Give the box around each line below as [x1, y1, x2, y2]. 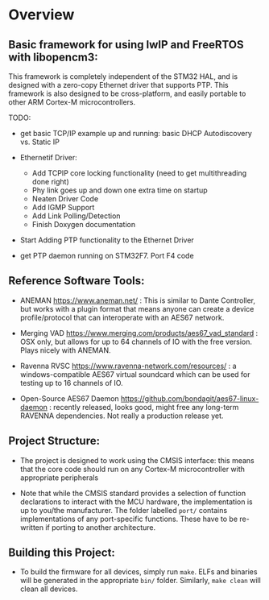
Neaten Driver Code [31, 194, 99, 203]
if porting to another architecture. [45, 522, 155, 532]
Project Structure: [8, 434, 101, 448]
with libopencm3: [8, 50, 98, 64]
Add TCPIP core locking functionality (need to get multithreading [31, 168, 247, 178]
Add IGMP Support [31, 203, 95, 212]
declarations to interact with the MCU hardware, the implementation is [19, 497, 253, 507]
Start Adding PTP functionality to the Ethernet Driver [19, 235, 195, 245]
